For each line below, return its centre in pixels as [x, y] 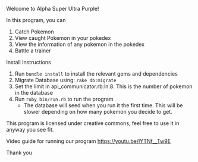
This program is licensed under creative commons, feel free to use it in [93, 123]
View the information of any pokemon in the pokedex [79, 44]
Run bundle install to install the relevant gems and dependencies [96, 74]
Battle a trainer [33, 51]
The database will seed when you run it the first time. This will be [103, 105]
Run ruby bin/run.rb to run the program [64, 99]
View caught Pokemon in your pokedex [63, 38]
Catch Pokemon [34, 32]
